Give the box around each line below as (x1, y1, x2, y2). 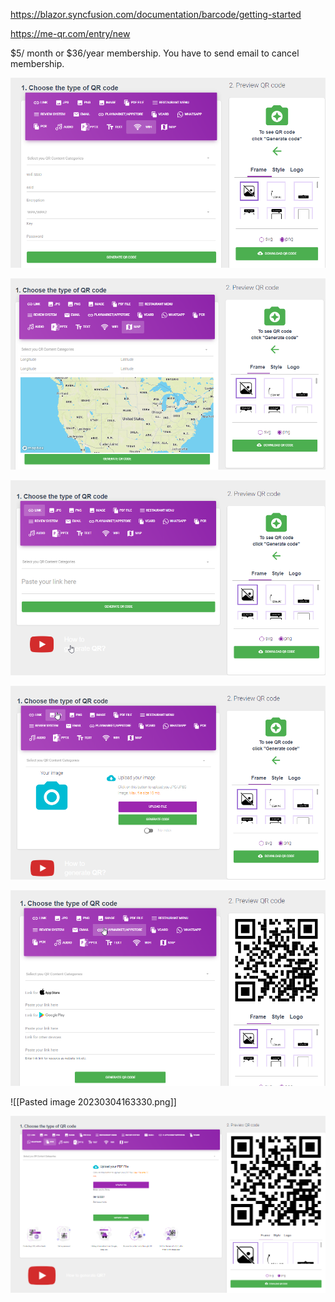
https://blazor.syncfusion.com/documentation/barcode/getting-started (10, 9, 302, 20)
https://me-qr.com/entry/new (10, 28, 131, 39)
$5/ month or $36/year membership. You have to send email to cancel (10, 47, 300, 59)
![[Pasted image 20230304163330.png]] (10, 1095, 177, 1108)
